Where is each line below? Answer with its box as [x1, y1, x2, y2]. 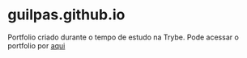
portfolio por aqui [7, 40, 66, 50]
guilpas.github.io [7, 6, 126, 24]
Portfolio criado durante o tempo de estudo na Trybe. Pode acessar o [7, 32, 240, 42]
